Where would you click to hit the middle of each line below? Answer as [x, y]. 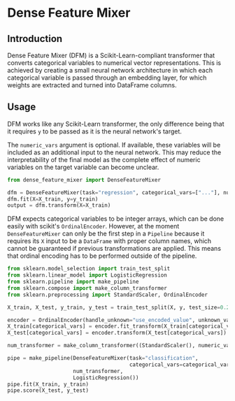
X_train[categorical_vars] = [50, 326]
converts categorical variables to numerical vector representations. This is [114, 63]
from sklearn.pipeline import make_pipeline [73, 282]
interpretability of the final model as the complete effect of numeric [104, 159]
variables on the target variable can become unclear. [83, 167]
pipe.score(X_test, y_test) [48, 391]
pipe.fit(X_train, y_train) [48, 384]
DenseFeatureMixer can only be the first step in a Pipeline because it [106, 234]
